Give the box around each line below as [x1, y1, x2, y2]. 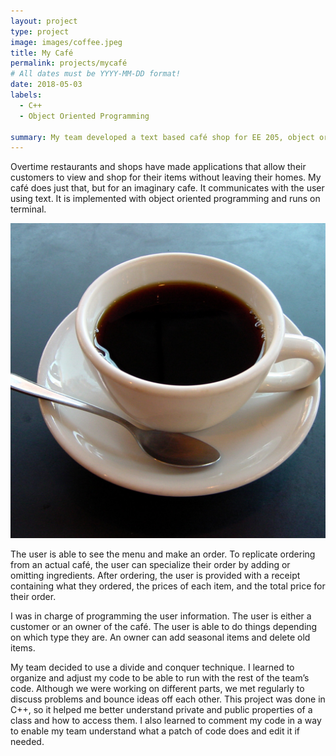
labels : [10, 90, 43, 100]
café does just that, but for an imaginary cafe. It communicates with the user [10, 182, 325, 194]
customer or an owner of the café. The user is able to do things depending [10, 621, 318, 633]
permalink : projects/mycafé [10, 58, 128, 69]
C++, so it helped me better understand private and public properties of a [10, 704, 313, 716]
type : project [10, 26, 70, 37]
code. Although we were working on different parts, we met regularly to [10, 683, 305, 695]
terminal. [10, 203, 47, 215]
